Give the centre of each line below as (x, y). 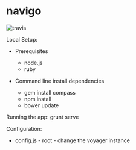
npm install (37, 99)
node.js (33, 63)
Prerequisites (31, 51)
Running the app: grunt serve (43, 117)
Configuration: (24, 128)
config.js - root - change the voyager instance (72, 140)
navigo (24, 11)
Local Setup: (22, 39)
